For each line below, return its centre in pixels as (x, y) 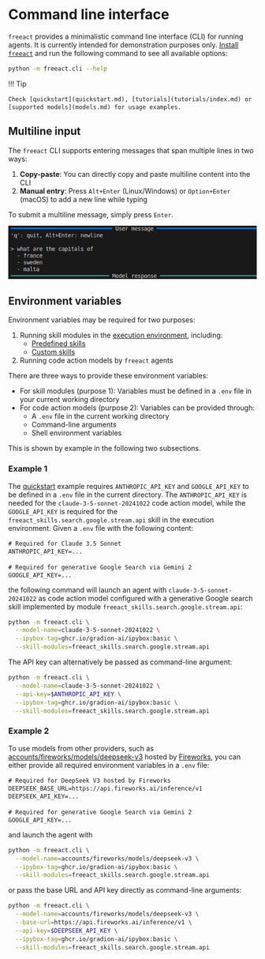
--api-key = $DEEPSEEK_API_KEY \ (67, 931)
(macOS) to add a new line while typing (84, 199)
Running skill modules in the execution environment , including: (121, 335)
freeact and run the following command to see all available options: (118, 53)
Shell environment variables (77, 433)
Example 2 (29, 731)
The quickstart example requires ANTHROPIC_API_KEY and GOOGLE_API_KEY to (129, 486)
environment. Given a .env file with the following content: (101, 528)
